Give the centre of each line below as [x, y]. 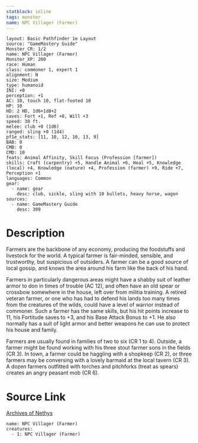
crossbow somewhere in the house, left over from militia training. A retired [96, 292]
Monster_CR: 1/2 [26, 49]
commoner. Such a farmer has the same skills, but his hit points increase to [98, 311]
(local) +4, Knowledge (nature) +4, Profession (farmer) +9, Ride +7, [95, 168]
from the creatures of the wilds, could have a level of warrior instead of [92, 305]
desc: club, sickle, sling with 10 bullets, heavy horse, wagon [98, 194]
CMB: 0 [14, 148]
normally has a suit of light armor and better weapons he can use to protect [98, 324]
